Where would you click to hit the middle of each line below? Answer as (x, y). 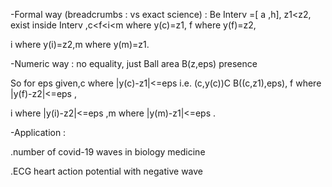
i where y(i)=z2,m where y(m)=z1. (80, 44)
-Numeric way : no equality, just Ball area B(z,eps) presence (134, 63)
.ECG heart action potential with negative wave (106, 171)
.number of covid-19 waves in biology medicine (108, 152)
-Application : (38, 132)
